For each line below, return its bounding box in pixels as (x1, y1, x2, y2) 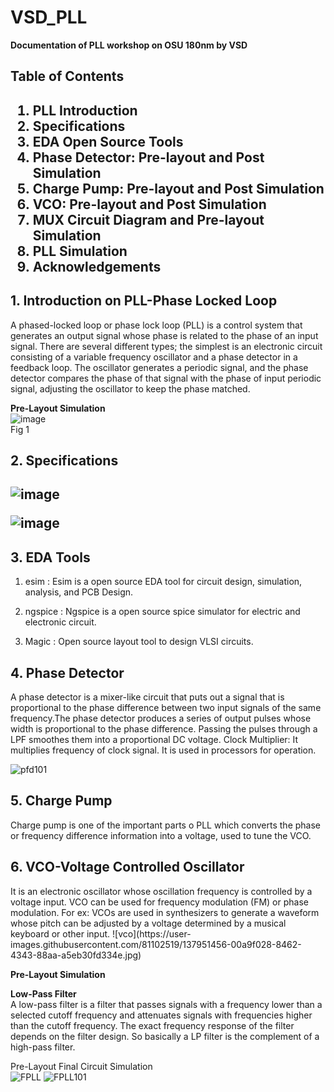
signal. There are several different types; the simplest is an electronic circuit (10, 340, 323, 352)
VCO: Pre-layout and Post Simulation (32, 196, 267, 213)
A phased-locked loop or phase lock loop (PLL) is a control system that (10, 319, 303, 331)
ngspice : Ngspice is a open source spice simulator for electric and (24, 606, 301, 618)
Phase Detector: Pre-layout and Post (32, 149, 265, 166)
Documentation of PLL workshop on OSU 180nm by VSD (10, 39, 248, 51)
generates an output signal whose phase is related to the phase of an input (10, 329, 319, 341)
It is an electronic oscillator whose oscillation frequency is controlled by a (10, 885, 313, 897)
